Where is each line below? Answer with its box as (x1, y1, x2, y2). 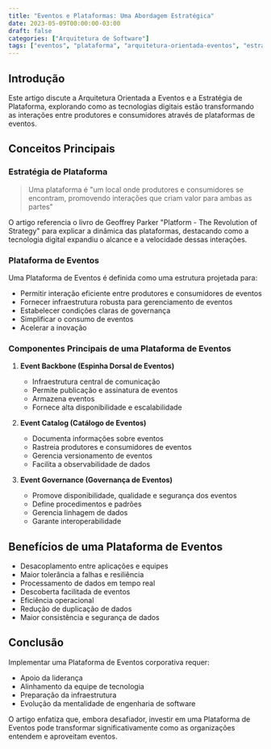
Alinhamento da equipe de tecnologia (19, 681, 145, 691)
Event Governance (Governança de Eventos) (19, 475, 173, 485)
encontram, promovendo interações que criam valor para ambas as (27, 193, 252, 202)
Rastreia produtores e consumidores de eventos (31, 443, 192, 452)
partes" (27, 202, 54, 211)
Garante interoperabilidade (31, 517, 122, 526)
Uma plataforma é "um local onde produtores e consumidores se (27, 185, 244, 194)
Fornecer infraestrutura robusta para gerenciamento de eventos (19, 297, 233, 306)
